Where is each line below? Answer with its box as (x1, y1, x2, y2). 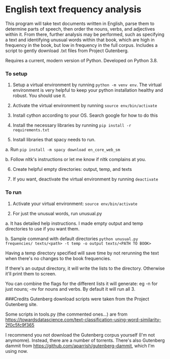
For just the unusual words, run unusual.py (12, 210, 102, 216)
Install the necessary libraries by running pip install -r (12, 122, 131, 129)
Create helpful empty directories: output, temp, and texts (12, 166, 132, 172)
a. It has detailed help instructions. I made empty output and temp (5, 220, 144, 226)
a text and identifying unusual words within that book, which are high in (5, 37, 155, 43)
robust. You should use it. (12, 93, 67, 99)
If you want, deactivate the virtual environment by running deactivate (12, 176, 159, 182)
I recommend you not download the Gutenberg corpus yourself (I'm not (5, 331, 155, 338)
